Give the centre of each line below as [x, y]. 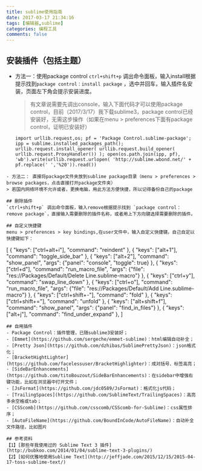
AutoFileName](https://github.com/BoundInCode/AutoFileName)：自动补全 [104, 420]
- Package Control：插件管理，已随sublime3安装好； [67, 333]
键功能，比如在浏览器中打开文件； [42, 382]
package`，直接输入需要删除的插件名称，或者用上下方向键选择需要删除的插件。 [110, 214]
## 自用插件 [20, 326]
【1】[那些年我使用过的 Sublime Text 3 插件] [59, 445]
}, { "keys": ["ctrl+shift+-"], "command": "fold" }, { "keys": [100, 295]
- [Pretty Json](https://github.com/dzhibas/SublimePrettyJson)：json [97, 346]
